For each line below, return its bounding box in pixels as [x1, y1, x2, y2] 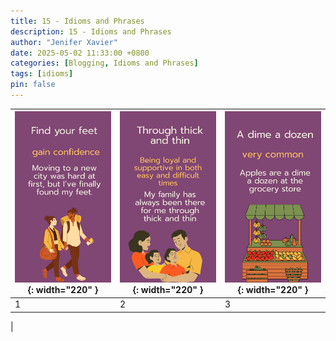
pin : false [10, 80, 56, 90]
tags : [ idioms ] [10, 69, 74, 79]
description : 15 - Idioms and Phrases [10, 26, 172, 37]
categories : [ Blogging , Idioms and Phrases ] [10, 58, 199, 69]
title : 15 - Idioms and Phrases [10, 16, 145, 26]
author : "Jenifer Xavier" [10, 37, 118, 47]
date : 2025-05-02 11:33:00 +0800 [10, 48, 150, 58]
